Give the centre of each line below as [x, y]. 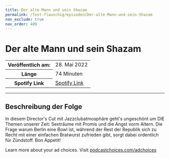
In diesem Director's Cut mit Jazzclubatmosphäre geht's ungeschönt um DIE [85, 119]
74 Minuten [69, 74]
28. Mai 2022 [72, 65]
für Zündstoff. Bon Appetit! [33, 140]
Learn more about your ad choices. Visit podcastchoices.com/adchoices [81, 150]
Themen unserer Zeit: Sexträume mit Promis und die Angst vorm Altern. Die [84, 124]
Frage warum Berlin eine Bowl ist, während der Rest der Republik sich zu [81, 129]
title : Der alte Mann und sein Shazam [46, 10]
